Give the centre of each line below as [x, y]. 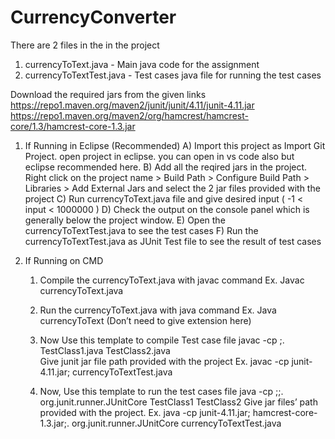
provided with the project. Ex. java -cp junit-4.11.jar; [145, 412]
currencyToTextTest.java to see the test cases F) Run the [141, 230]
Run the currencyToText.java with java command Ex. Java [158, 310]
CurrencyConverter [93, 17]
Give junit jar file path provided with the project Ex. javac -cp [164, 361]
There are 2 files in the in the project [85, 45]
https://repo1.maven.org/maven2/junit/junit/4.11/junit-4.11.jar [132, 105]
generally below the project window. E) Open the [125, 220]
